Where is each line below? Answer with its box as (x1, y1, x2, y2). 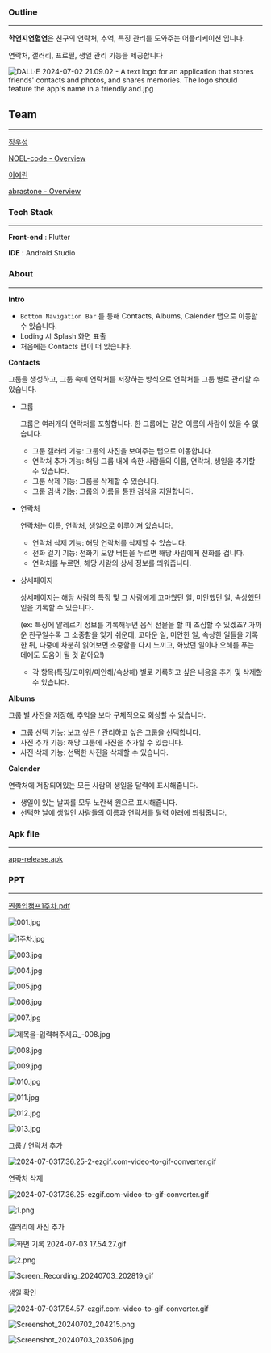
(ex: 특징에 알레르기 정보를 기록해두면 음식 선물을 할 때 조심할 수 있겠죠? (19, 619, 248, 629)
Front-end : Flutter (8, 233, 71, 242)
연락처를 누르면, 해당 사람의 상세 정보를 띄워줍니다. (31, 558, 192, 567)
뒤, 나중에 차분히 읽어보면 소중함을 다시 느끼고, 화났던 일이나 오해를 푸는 (28, 639, 255, 649)
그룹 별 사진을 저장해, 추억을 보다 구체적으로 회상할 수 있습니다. (8, 710, 206, 719)
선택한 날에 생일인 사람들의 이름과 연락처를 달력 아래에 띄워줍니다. (19, 807, 227, 817)
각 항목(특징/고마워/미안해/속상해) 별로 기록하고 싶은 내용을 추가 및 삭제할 (31, 667, 263, 676)
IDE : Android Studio (8, 248, 76, 258)
